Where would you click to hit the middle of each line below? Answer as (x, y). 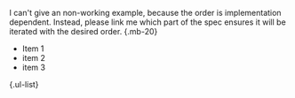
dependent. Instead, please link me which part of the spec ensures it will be (147, 22)
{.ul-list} (24, 84)
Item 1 (33, 49)
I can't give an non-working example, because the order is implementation (145, 13)
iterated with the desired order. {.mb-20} (84, 31)
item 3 (34, 67)
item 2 (34, 58)
